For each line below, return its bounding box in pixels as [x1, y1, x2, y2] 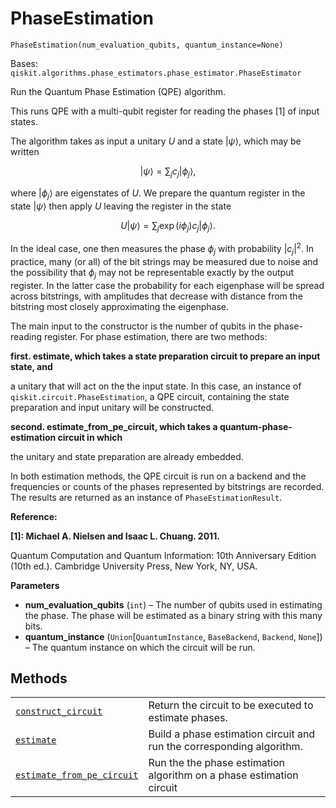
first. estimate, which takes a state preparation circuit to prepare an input [10, 350, 321, 362]
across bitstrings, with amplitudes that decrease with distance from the [10, 290, 303, 302]
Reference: [10, 510, 58, 522]
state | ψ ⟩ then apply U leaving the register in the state [10, 200, 232, 212]
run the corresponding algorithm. [148, 740, 303, 754]
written [10, 145, 40, 157]
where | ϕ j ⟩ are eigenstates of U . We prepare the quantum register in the [10, 187, 306, 201]
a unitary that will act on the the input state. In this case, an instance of [10, 380, 302, 392]
